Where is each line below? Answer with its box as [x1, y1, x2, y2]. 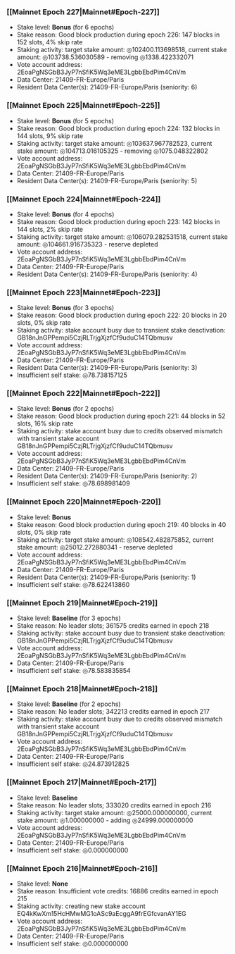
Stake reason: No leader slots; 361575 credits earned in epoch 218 [16, 621, 210, 630]
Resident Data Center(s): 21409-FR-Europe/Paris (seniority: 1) [16, 573, 196, 581]
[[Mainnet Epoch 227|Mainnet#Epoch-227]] [6, 7, 160, 17]
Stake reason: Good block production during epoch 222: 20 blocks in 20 [16, 311, 227, 320]
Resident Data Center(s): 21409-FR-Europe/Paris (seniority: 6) [16, 83, 198, 92]
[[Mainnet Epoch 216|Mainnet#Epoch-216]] [6, 863, 158, 873]
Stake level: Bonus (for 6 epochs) [16, 23, 115, 32]
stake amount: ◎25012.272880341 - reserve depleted [16, 543, 173, 551]
